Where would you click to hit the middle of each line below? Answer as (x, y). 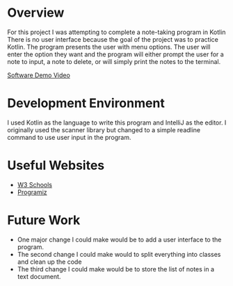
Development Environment (86, 103)
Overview (36, 13)
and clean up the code (49, 262)
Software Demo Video (39, 75)
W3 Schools (35, 184)
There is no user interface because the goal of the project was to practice (113, 39)
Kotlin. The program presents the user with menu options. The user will (109, 47)
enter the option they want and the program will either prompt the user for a (115, 54)
